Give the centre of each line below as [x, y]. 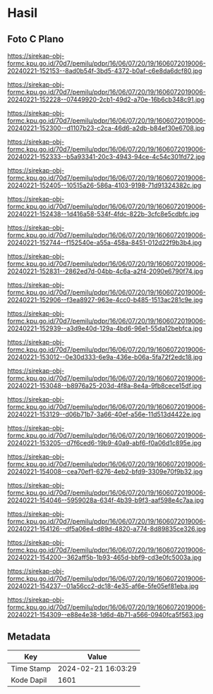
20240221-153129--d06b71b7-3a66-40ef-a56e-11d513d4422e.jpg [104, 414]
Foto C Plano [36, 39]
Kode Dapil [29, 680]
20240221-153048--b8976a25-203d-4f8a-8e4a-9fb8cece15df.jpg [105, 386]
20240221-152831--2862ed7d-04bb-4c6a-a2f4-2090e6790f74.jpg [105, 271]
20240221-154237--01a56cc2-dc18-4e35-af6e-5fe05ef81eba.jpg [103, 586]
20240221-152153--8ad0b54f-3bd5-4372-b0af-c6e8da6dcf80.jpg [105, 71]
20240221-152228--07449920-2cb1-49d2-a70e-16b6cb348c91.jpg [106, 99]
